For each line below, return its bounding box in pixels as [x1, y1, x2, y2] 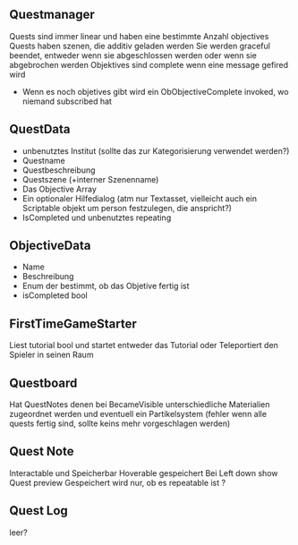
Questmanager [9, 7, 96, 22]
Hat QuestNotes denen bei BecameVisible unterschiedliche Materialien [9, 399, 270, 410]
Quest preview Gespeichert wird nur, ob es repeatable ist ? [9, 477, 226, 488]
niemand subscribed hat [21, 96, 112, 106]
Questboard [9, 375, 78, 390]
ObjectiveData [9, 238, 91, 253]
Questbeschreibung [21, 165, 96, 175]
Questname [21, 155, 65, 166]
